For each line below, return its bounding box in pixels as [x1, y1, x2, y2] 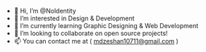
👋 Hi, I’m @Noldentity [13, 7, 76, 15]
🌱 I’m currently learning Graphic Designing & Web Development [13, 22, 199, 30]
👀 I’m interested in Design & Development [13, 14, 135, 22]
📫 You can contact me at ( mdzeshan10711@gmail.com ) [13, 37, 178, 45]
